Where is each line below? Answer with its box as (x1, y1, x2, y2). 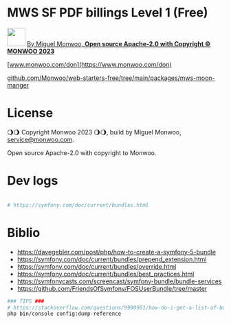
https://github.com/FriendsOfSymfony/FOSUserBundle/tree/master (16, 284, 208, 292)
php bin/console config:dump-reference (7, 310, 122, 318)
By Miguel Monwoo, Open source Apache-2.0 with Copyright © (26, 39, 211, 48)
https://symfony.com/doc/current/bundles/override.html (16, 262, 177, 270)
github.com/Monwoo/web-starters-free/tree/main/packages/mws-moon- (7, 74, 215, 82)
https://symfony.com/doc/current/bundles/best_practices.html (16, 270, 195, 278)
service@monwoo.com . (7, 135, 74, 143)
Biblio (7, 225, 41, 241)
